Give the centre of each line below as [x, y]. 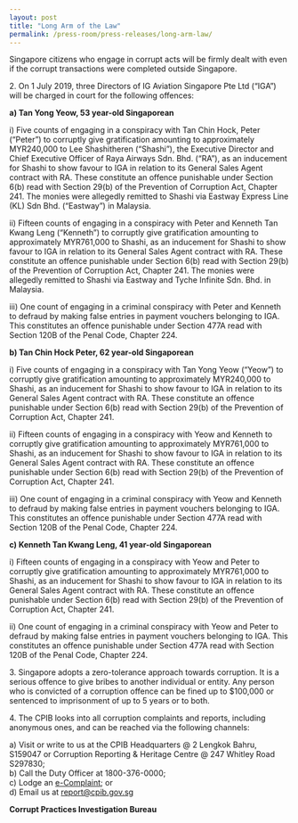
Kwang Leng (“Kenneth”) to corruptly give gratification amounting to [134, 233]
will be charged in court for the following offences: [101, 95]
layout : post [33, 17]
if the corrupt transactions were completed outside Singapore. [123, 69]
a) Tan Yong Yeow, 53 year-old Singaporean [92, 113]
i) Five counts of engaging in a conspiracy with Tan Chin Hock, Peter [135, 130]
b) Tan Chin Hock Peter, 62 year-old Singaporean [101, 352]
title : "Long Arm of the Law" [65, 26]
